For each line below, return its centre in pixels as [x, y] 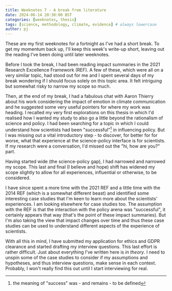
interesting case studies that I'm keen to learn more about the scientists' [81, 198]
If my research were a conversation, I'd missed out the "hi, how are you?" [83, 146]
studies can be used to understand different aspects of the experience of [82, 225]
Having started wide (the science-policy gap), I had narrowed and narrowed [85, 161]
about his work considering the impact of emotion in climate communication [85, 102]
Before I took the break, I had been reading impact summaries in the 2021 [83, 65]
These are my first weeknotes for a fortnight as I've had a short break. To [82, 44]
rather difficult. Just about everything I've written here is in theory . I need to [85, 252]
